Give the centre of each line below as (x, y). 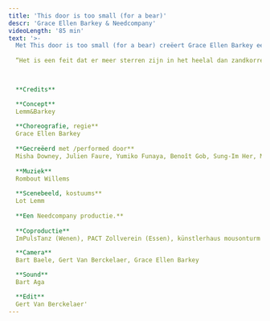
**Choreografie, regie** (57, 126)
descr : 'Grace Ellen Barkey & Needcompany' (82, 23)
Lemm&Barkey (36, 112)
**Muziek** (34, 171)
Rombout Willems (43, 179)
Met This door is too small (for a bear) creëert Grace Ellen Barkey (134, 46)
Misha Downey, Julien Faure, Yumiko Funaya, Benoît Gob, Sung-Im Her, (136, 156)
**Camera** (34, 253)
